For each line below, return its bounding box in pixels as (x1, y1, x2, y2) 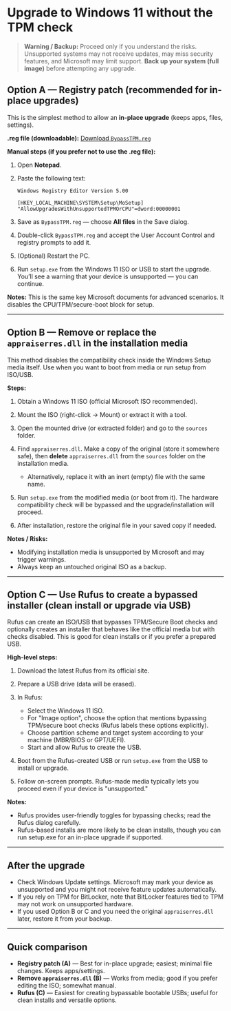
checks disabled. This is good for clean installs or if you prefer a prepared (7, 633, 217, 641)
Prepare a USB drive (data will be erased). (16, 680, 136, 688)
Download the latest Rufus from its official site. (16, 666, 150, 675)
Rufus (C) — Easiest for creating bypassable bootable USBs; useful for (16, 989, 218, 997)
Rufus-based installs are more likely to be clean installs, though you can (16, 826, 221, 835)
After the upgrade (7, 859, 85, 871)
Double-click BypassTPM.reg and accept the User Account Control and (16, 231, 215, 239)
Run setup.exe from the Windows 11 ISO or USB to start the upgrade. (16, 265, 212, 273)
